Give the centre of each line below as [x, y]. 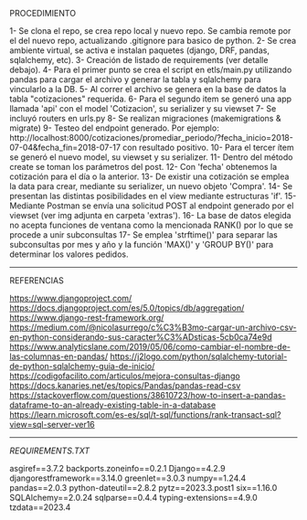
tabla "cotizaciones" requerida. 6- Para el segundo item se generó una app [151, 99]
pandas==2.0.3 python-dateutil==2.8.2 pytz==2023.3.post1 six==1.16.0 [143, 488]
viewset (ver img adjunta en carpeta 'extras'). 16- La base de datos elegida [150, 215]
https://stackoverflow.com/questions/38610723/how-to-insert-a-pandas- [148, 395]
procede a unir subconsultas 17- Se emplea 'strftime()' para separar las [144, 235]
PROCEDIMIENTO [42, 13]
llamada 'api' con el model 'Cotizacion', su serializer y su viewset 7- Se [143, 108]
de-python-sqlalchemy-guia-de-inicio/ [82, 366]
